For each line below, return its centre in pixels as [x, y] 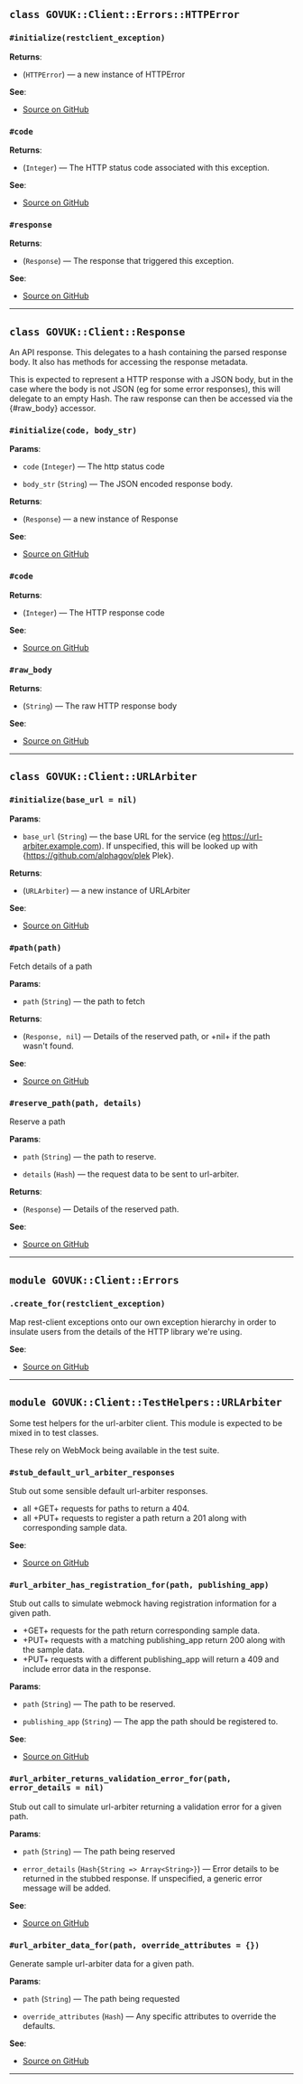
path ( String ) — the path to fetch [84, 1001]
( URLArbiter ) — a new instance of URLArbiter [106, 890]
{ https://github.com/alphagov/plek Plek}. [98, 855]
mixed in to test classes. [54, 1432]
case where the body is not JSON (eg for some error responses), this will [145, 390]
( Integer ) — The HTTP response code [93, 612]
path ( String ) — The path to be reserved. [99, 1704]
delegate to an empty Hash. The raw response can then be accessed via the [151, 399]
